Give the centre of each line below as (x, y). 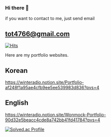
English (17, 103)
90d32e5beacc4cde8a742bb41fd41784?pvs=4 (53, 120)
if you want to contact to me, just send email (50, 19)
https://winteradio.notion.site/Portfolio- (45, 82)
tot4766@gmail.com (38, 34)
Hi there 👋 (17, 8)
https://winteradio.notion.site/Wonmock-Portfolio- (56, 114)
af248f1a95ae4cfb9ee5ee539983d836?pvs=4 (52, 87)
